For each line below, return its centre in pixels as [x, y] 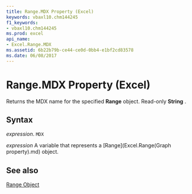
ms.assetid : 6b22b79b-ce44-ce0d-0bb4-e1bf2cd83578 [70, 50]
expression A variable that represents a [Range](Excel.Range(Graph [89, 145]
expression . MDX [25, 134]
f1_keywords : [22, 22]
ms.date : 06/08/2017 [32, 56]
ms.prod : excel [25, 34]
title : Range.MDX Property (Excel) [50, 12]
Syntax [20, 120]
